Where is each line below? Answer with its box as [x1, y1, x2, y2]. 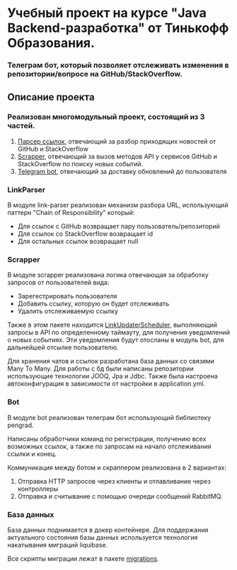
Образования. [7, 35, 96, 51]
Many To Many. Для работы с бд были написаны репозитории [7, 364, 194, 373]
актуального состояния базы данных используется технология [7, 533, 198, 542]
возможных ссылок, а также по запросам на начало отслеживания [7, 442, 212, 450]
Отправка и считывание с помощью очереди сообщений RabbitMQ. [17, 492, 223, 500]
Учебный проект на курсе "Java [7, 5, 207, 21]
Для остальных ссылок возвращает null [17, 237, 139, 245]
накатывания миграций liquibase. [7, 540, 108, 549]
